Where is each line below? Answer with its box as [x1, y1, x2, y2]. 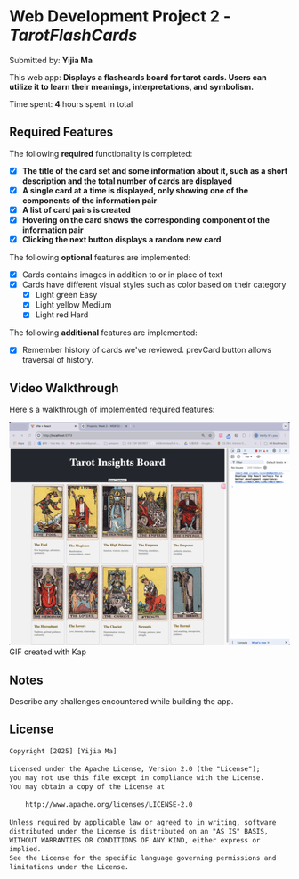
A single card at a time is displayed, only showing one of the [21, 185, 249, 195]
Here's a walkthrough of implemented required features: [9, 404, 215, 415]
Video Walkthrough [9, 381, 119, 396]
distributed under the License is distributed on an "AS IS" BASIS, [9, 826, 269, 835]
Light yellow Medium [35, 300, 112, 310]
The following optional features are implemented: [9, 252, 191, 263]
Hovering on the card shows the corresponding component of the [21, 214, 270, 225]
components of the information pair [21, 194, 158, 206]
